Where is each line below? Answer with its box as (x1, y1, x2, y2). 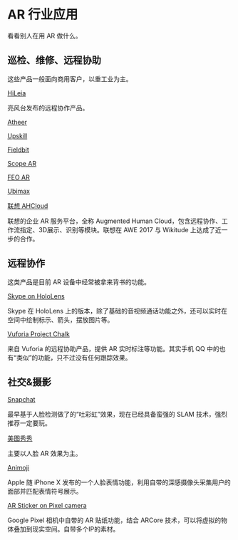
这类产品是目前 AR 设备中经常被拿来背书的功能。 (7, 277, 151, 286)
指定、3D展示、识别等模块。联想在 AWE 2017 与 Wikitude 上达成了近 (19, 225, 222, 234)
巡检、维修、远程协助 (7, 54, 101, 66)
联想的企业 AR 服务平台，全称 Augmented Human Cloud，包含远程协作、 (7, 217, 222, 225)
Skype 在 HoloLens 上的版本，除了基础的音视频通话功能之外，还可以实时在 (7, 306, 228, 315)
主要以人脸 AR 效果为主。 (7, 450, 82, 458)
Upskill (7, 131, 28, 140)
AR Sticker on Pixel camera (7, 502, 87, 510)
